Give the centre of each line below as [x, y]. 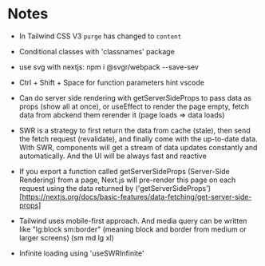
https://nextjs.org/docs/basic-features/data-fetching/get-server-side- [137, 197]
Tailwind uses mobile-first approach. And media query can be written [133, 220]
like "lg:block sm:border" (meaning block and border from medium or [132, 229]
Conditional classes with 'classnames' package [97, 51]
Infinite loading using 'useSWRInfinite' [81, 253]
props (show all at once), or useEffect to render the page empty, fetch [134, 106]
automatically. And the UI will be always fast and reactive [113, 156]
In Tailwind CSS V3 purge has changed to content [100, 36]
